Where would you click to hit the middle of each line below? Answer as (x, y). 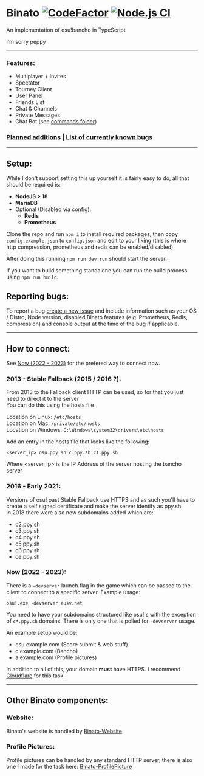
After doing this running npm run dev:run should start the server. (87, 259)
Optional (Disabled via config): (53, 209)
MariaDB (26, 203)
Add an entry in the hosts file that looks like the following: (78, 442)
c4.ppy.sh (28, 537)
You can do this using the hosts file (50, 405)
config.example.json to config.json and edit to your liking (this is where (97, 241)
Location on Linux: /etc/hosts (44, 417)
